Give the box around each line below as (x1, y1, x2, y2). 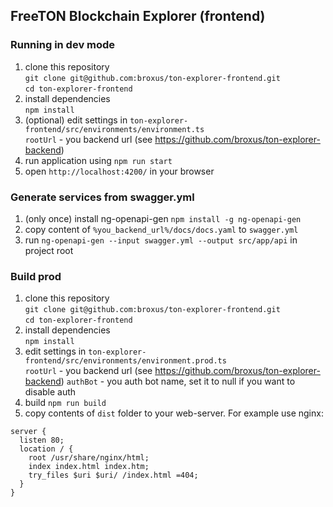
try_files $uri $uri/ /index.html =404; (28, 470, 199, 481)
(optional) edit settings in (24, 114, 128, 126)
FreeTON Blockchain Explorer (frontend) (10, 8, 266, 25)
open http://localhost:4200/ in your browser (24, 165, 215, 177)
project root (24, 244, 74, 256)
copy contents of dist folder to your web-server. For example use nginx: (24, 407, 324, 419)
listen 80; (19, 435, 65, 446)
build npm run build (24, 397, 107, 409)
